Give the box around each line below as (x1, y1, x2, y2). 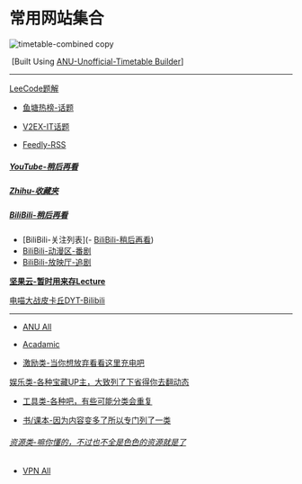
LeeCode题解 (9, 83, 59, 94)
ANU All (22, 321, 52, 332)
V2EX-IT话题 (22, 121, 70, 131)
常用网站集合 (9, 8, 105, 29)
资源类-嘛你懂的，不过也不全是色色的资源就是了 (9, 437, 187, 448)
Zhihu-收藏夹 (9, 185, 59, 196)
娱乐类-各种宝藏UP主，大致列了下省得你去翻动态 (9, 376, 190, 387)
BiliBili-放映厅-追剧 (22, 256, 92, 267)
